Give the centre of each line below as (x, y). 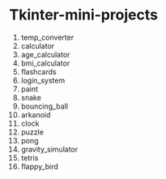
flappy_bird (40, 166)
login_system (43, 80)
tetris (30, 158)
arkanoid (36, 114)
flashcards (38, 71)
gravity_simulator (49, 149)
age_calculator (45, 54)
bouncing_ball (44, 106)
